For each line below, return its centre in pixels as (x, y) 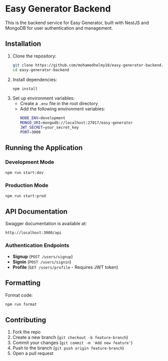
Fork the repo (27, 332)
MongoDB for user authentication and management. (59, 28)
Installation (23, 44)
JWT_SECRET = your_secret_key (49, 128)
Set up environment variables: (44, 98)
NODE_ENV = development (43, 118)
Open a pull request (33, 353)
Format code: (19, 295)
